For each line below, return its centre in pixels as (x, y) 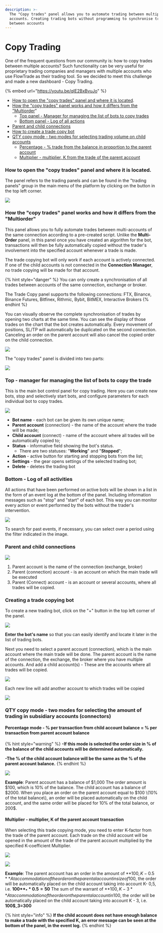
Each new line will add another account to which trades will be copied (75, 688)
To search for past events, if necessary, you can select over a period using (80, 529)
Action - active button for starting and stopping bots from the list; (77, 456)
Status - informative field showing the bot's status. (63, 446)
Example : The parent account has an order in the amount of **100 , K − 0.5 (80, 873)
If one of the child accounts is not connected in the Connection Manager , (79, 265)
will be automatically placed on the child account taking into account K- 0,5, (81, 884)
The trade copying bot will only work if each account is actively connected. (80, 259)
